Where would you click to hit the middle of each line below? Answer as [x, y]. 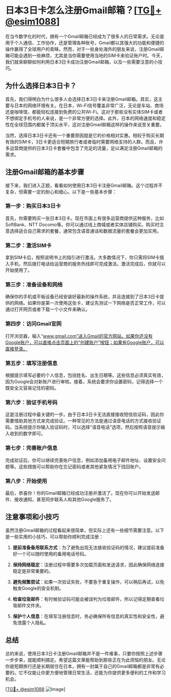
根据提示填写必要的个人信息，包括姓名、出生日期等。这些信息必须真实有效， [85, 376]
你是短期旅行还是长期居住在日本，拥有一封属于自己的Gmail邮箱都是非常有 [83, 666]
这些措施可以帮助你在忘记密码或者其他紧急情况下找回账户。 [81, 466]
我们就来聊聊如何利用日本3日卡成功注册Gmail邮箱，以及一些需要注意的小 [82, 62]
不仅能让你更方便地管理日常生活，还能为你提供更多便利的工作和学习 [94, 673]
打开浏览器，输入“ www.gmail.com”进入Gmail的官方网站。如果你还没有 [79, 336]
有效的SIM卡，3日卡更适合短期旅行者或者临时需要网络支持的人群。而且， [82, 142]
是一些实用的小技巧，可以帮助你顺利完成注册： [54, 537]
